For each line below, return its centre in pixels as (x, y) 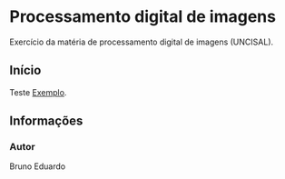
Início (25, 70)
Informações (46, 121)
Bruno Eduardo (38, 166)
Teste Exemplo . (38, 92)
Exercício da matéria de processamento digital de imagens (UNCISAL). (142, 42)
